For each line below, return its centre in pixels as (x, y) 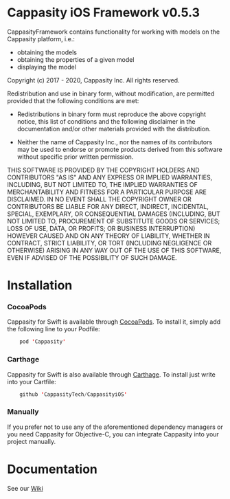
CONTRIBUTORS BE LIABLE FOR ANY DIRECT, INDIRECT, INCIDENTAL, (108, 206)
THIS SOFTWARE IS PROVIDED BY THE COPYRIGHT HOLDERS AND (104, 170)
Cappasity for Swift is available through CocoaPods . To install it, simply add (114, 322)
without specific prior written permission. (75, 157)
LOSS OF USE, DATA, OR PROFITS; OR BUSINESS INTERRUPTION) (101, 228)
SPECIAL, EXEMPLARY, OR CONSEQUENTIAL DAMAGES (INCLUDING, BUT (114, 214)
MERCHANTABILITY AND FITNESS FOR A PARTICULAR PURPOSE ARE (107, 192)
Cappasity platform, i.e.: (41, 38)
